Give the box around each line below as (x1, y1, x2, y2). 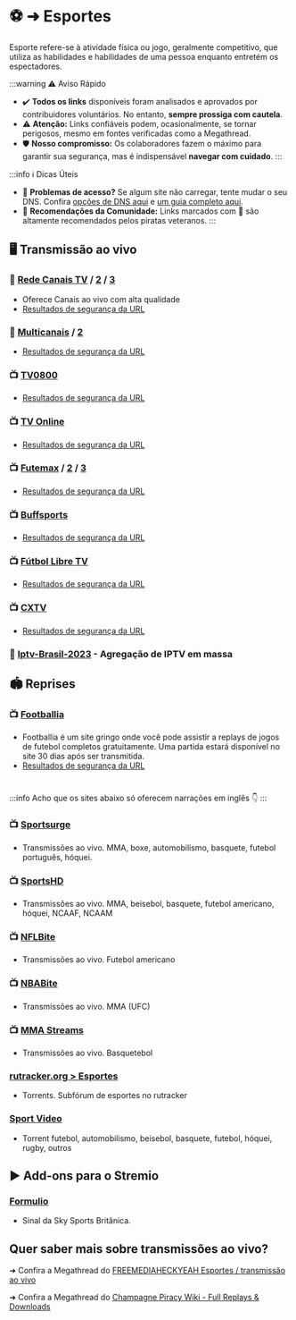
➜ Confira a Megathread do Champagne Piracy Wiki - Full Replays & (9, 1292, 260, 1303)
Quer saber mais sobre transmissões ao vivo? (9, 1241, 269, 1257)
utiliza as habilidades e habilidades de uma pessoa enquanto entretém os (9, 51, 279, 62)
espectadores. (9, 61, 62, 72)
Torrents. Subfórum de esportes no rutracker (21, 1090, 187, 1101)
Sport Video (9, 1113, 62, 1125)
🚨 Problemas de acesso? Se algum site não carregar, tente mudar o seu (21, 186, 288, 197)
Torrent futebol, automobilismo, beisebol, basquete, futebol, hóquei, (21, 1132, 273, 1144)
